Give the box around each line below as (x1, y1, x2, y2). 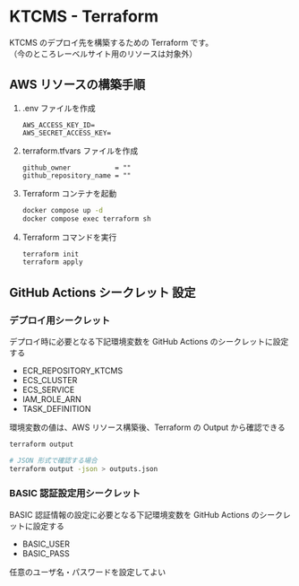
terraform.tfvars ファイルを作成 (21, 145, 139, 156)
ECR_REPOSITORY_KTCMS (21, 365, 124, 376)
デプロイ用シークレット (9, 314, 110, 327)
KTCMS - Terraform (9, 6, 159, 27)
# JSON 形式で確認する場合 (9, 456, 98, 465)
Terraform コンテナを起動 (21, 188, 117, 198)
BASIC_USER (21, 538, 70, 549)
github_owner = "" (21, 163, 132, 172)
